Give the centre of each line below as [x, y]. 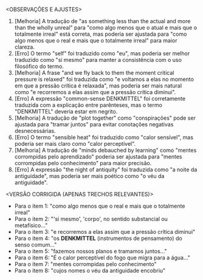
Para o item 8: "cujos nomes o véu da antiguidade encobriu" [90, 271]
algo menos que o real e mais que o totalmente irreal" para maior [96, 40]
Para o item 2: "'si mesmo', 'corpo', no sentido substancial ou [91, 219]
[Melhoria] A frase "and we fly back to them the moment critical [94, 73]
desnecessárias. [35, 131]
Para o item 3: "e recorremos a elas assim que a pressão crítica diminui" [105, 232]
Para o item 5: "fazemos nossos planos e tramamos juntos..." [91, 251]
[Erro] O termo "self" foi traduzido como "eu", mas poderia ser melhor [102, 53]
